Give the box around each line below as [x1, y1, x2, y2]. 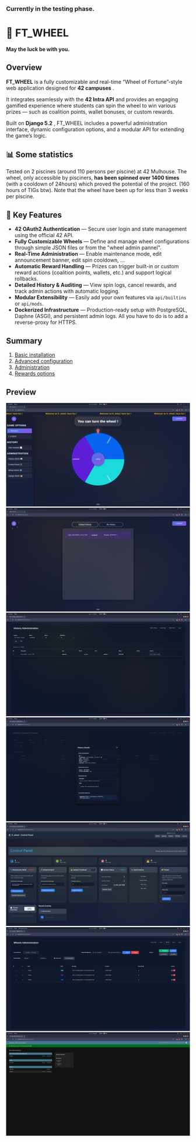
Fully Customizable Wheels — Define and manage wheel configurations [14, 238, 190, 245]
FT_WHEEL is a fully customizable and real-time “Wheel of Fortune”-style [6, 78, 183, 85]
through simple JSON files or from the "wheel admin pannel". [14, 244, 162, 251]
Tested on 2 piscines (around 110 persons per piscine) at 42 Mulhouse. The [6, 168, 187, 175]
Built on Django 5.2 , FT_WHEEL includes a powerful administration [6, 119, 167, 126]
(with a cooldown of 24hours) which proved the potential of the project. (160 [6, 180, 190, 187]
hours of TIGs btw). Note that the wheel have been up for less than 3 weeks [6, 187, 188, 194]
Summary [6, 336, 43, 346]
